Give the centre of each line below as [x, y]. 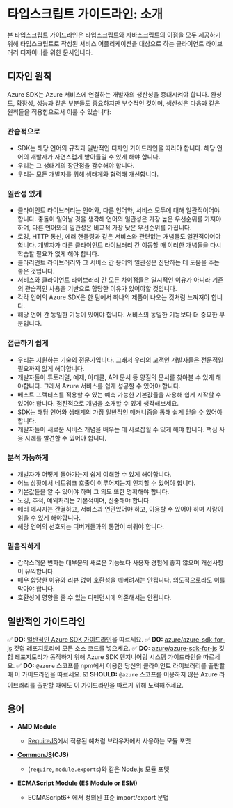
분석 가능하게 [28, 458]
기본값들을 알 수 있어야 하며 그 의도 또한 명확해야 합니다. [93, 491]
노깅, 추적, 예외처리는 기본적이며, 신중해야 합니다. [84, 500]
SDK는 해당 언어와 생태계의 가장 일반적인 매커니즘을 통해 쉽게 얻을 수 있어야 [120, 412]
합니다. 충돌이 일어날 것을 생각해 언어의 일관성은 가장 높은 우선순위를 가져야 [119, 219]
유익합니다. [40, 571]
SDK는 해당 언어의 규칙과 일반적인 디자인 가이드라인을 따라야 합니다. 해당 [116, 148]
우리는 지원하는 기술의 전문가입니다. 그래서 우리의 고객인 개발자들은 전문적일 [120, 360]
